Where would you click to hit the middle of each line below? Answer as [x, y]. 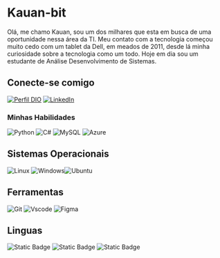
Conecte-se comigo [51, 83]
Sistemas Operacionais [58, 154]
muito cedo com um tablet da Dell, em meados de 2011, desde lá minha [108, 46]
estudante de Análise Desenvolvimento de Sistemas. [82, 61]
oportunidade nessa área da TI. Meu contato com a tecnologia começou [110, 39]
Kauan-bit [37, 13]
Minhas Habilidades [41, 117]
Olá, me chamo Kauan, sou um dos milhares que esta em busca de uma [109, 32]
